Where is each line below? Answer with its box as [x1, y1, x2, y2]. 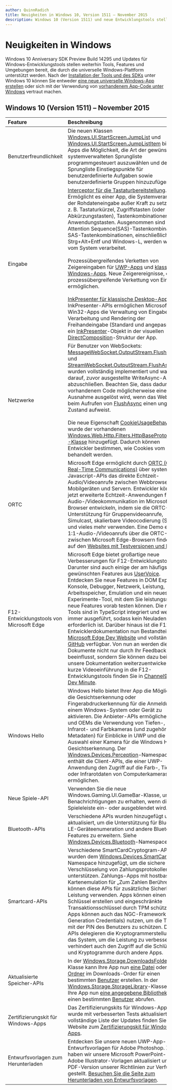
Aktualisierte [8, 973, 38, 980]
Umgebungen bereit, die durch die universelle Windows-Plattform [5, 67, 144, 73]
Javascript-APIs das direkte [68, 472, 136, 479]
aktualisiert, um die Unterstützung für [68, 819, 158, 826]
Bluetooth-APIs [8, 825, 46, 832]
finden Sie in [113, 673, 143, 680]
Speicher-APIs [8, 980, 44, 987]
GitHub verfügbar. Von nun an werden [68, 640, 160, 648]
